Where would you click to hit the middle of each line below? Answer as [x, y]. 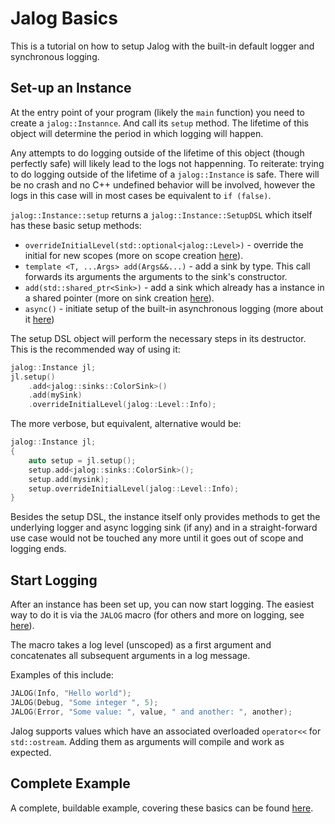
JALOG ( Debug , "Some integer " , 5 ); [84, 702]
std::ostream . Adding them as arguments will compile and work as [147, 741]
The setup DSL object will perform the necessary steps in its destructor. [158, 338]
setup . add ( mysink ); [69, 479]
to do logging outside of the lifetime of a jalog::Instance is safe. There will [165, 174]
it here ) [39, 319]
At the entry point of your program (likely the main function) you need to [158, 112]
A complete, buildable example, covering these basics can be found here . [162, 808]
